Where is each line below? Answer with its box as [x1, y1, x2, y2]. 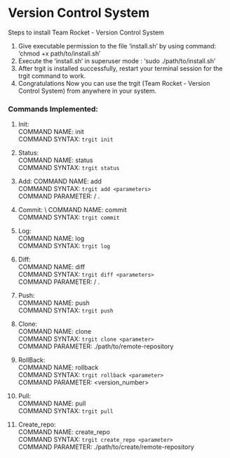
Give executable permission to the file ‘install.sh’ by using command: [18, 41, 217, 50]
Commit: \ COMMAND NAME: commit [18, 206, 127, 214]
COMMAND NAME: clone [18, 327, 92, 336]
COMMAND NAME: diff [18, 263, 86, 271]
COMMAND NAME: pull [18, 399, 86, 408]
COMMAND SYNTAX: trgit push [18, 306, 114, 315]
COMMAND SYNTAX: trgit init [18, 135, 114, 143]
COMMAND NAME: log [18, 234, 85, 243]
